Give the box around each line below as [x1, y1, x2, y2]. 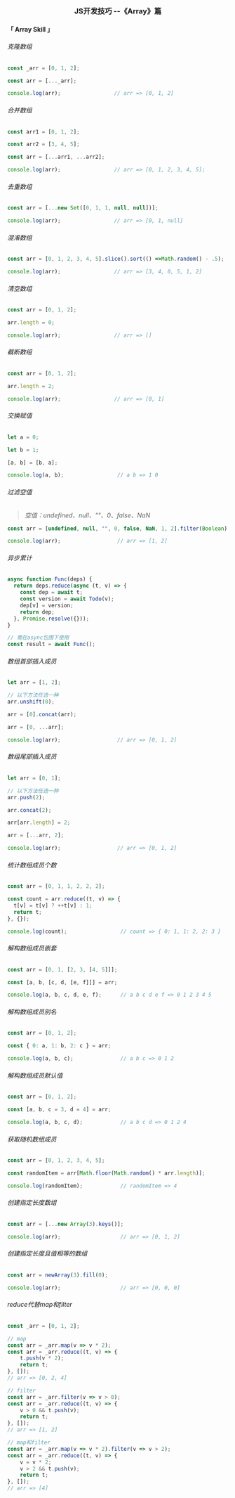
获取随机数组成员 [7, 1135, 57, 1143]
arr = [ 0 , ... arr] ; [7, 723, 65, 730]
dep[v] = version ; [20, 602, 74, 609]
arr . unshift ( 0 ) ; [7, 698, 55, 706]
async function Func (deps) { [7, 576, 93, 583]
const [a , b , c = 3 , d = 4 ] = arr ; [7, 1106, 112, 1113]
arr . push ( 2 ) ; [7, 794, 46, 801]
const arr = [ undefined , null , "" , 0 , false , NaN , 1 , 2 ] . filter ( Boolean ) [7, 525, 228, 532]
